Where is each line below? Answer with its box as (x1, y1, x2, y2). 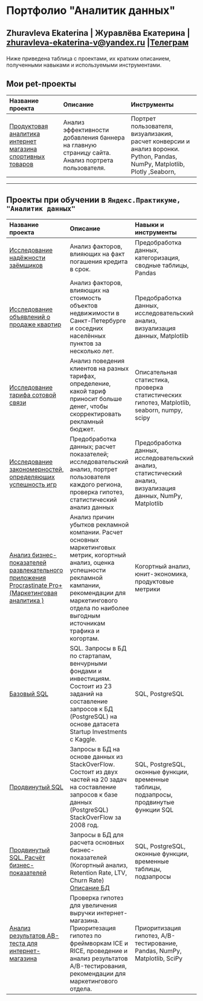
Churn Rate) (69, 876, 105, 885)
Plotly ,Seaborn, (130, 167, 176, 176)
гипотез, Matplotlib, (135, 399, 192, 407)
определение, (69, 380, 111, 388)
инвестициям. (69, 675, 111, 683)
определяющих (9, 473, 56, 481)
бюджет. (69, 425, 95, 434)
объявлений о (9, 313, 51, 322)
